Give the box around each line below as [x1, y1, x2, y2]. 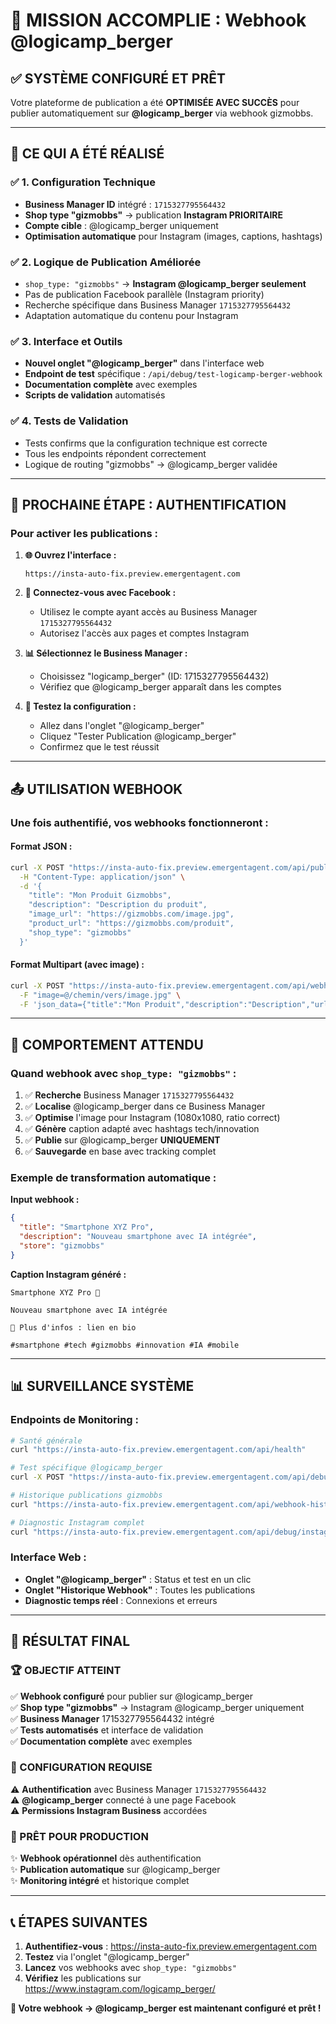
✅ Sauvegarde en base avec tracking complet [24, 1145, 217, 1158]
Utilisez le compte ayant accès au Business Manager [39, 606, 258, 618]
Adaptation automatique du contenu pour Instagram [24, 309, 239, 321]
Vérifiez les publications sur [24, 1972, 142, 1984]
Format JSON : [10, 840, 73, 853]
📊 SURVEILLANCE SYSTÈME [10, 1378, 195, 1395]
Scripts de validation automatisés [24, 389, 166, 401]
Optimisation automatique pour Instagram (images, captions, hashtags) [24, 230, 323, 242]
